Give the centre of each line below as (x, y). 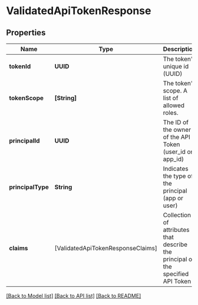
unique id (176, 66)
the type (174, 176)
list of (171, 98)
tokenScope (27, 98)
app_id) (174, 159)
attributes (176, 230)
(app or (173, 198)
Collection (177, 215)
